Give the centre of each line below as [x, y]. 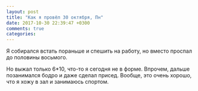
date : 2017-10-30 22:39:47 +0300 [48, 23]
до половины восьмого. [37, 57]
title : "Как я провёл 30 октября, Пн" [55, 17]
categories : [21, 34]
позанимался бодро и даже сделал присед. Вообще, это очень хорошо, [99, 75]
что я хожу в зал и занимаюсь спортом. [57, 82]
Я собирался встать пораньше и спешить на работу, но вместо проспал [99, 51]
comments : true [25, 28]
